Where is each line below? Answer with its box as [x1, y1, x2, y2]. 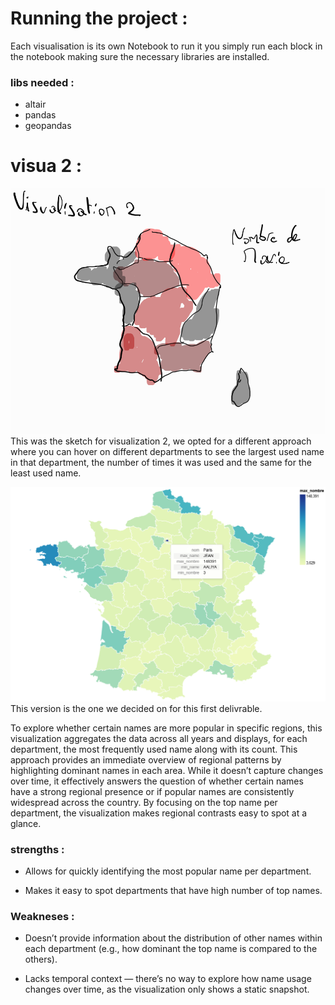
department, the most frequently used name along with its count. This [10, 743, 298, 755]
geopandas [24, 120, 72, 132]
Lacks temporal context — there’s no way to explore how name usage [24, 973, 312, 985]
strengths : [10, 842, 65, 856]
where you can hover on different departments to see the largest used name [10, 445, 325, 457]
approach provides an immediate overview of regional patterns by [10, 753, 282, 766]
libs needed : [10, 75, 75, 89]
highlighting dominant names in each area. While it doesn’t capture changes [10, 764, 324, 776]
